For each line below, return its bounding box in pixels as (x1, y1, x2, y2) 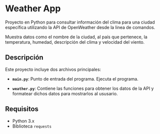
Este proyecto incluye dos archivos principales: (5, 66, 101, 72)
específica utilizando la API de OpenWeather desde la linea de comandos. (5, 24, 156, 30)
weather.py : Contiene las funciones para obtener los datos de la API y (12, 85, 154, 91)
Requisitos (5, 105, 39, 113)
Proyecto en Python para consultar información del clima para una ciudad (5, 19, 155, 25)
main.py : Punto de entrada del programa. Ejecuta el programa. (12, 76, 139, 81)
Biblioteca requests (12, 123, 52, 129)
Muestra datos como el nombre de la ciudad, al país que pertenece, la (5, 34, 148, 40)
